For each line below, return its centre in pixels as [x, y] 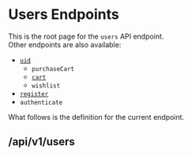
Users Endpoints [64, 15]
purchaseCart [53, 69]
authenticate [41, 102]
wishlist [46, 85]
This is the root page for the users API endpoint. [86, 36]
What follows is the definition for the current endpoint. [96, 117]
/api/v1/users [41, 142]
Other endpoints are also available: [65, 44]
